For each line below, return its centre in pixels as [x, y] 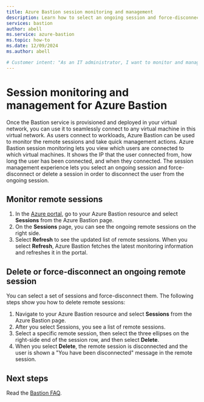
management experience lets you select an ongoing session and [87, 167]
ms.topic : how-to [28, 40]
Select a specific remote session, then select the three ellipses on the [102, 333]
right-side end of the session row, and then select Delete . [87, 340]
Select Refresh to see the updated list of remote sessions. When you [101, 240]
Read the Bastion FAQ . [34, 393]
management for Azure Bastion [87, 105]
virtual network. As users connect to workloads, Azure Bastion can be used [101, 135]
